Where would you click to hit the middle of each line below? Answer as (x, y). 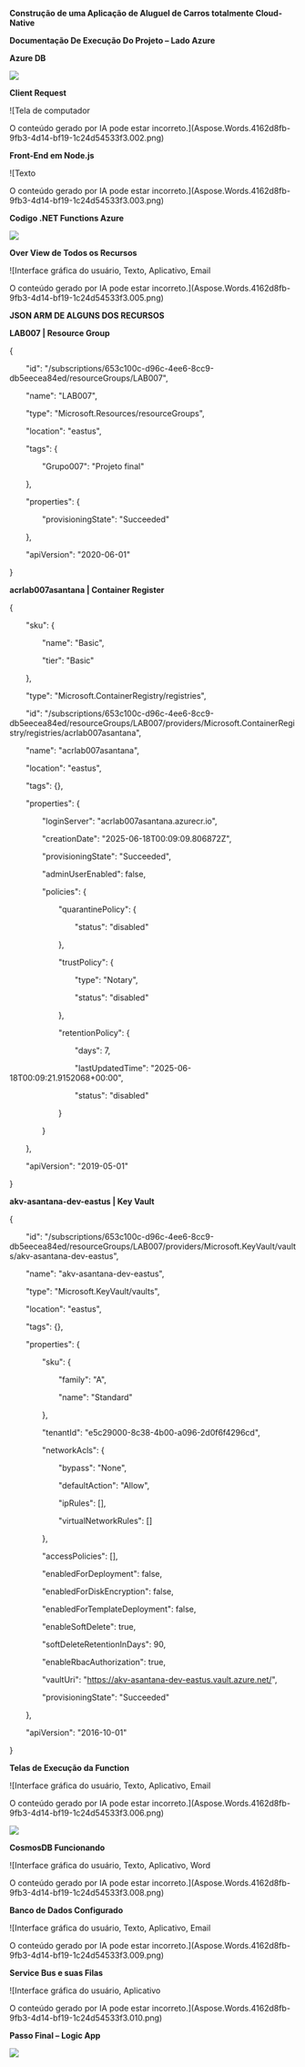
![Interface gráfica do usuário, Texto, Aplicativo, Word (110, 1865)
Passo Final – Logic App (55, 2036)
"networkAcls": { (73, 1450)
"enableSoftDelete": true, (89, 1627)
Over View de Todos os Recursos (73, 253)
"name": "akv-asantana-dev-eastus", (95, 1274)
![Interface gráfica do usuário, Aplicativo (85, 1990)
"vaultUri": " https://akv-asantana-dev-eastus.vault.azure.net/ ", (160, 1679)
